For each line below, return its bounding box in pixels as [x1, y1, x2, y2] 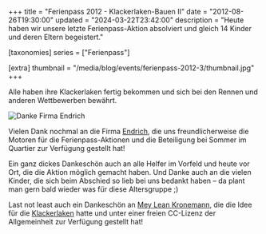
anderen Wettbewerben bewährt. [8, 96, 117, 105]
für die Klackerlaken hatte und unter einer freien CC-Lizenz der [8, 208, 216, 218]
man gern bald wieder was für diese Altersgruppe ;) [8, 184, 179, 194]
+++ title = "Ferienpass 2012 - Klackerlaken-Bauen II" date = [8, 7, 208, 16]
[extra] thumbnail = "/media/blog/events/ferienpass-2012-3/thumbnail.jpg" [8, 63, 255, 73]
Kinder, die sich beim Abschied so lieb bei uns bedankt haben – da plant [8, 176, 245, 185]
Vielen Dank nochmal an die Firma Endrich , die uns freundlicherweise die [8, 127, 249, 136]
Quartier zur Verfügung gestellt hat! [8, 144, 125, 153]
